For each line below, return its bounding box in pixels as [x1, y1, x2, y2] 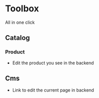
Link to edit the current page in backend [12, 87, 94, 93]
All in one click [5, 19, 35, 25]
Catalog [5, 34, 30, 42]
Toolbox [5, 3, 39, 14]
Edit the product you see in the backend [12, 60, 94, 66]
